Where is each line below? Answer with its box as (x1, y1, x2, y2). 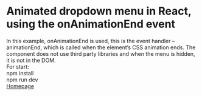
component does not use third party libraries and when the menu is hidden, (6, 50, 196, 57)
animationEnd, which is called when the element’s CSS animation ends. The (6, 44, 196, 51)
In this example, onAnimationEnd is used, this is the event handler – (6, 37, 175, 44)
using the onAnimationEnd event (6, 17, 175, 31)
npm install (6, 69, 34, 77)
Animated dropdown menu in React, (6, 4, 192, 18)
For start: (6, 63, 29, 70)
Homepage (6, 82, 35, 89)
